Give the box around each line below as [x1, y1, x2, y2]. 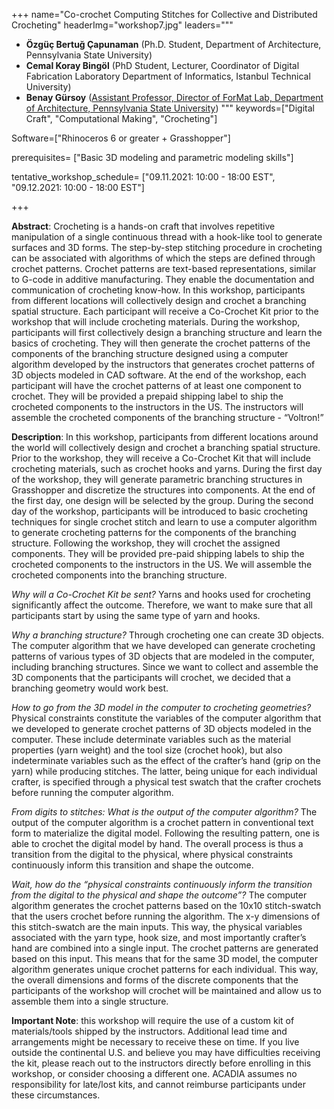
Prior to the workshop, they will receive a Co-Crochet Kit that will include [11, 452, 311, 464]
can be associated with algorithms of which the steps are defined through [11, 252, 316, 264]
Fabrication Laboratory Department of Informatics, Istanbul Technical [25, 70, 311, 82]
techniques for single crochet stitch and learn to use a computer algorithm [11, 516, 318, 528]
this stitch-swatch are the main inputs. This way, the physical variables [11, 921, 303, 933]
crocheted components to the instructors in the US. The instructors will [11, 401, 304, 413]
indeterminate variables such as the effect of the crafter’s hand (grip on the [11, 755, 321, 766]
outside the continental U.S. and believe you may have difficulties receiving [11, 1047, 321, 1058]
